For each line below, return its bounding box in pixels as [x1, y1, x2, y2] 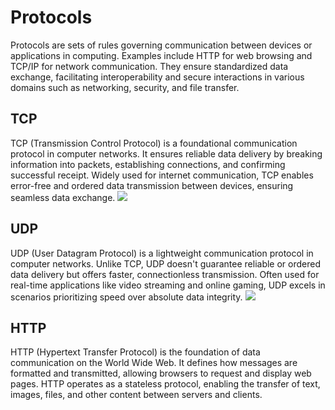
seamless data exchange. [10, 191, 116, 203]
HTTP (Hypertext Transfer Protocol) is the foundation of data [10, 346, 261, 358]
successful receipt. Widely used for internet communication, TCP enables [10, 169, 314, 181]
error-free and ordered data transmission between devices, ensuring [10, 179, 294, 191]
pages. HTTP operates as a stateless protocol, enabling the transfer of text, [10, 378, 321, 390]
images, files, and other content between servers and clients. [10, 389, 263, 401]
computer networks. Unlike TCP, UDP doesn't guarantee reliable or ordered [10, 257, 322, 270]
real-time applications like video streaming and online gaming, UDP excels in [10, 279, 326, 291]
